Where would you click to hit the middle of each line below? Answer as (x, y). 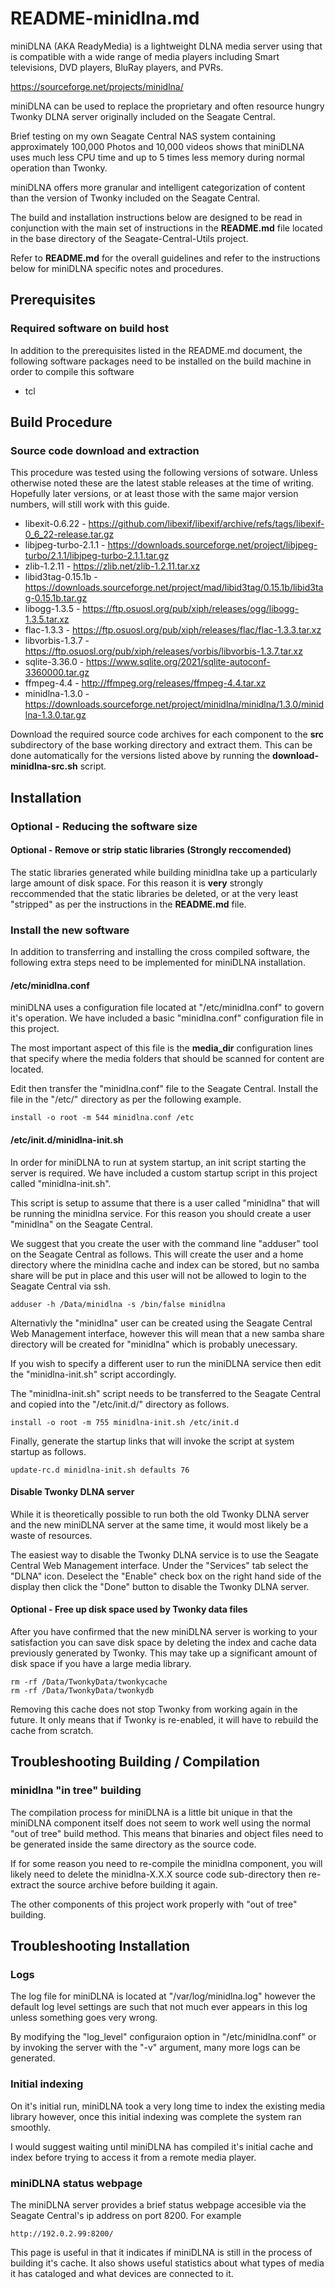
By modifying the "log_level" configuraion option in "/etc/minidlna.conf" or (163, 2037)
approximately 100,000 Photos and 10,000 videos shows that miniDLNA (157, 146)
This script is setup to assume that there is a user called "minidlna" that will (165, 1203)
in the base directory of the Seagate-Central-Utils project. (129, 238)
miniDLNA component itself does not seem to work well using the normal (160, 1823)
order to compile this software (72, 371)
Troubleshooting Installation (100, 1946)
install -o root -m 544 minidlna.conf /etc (102, 1118)
